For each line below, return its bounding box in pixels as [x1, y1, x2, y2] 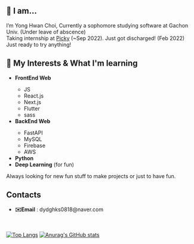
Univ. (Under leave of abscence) [6, 28, 86, 35]
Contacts [6, 190, 42, 200]
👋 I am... [6, 6, 38, 16]
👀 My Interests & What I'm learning [6, 58, 138, 69]
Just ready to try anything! [6, 41, 72, 48]
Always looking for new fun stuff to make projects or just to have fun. [6, 172, 176, 179]
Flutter [23, 105, 40, 112]
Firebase [23, 142, 46, 149]
